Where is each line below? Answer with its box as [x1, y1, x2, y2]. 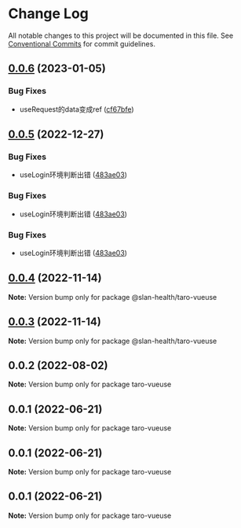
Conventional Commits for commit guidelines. [8, 39, 155, 48]
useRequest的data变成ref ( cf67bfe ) [19, 104, 135, 114]
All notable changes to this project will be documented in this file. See [8, 31, 234, 40]
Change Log [8, 5, 89, 23]
